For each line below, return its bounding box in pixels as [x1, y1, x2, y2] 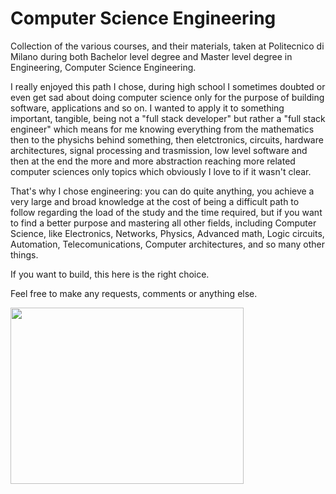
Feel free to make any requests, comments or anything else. [10, 287, 258, 299]
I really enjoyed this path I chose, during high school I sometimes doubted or [10, 80, 326, 92]
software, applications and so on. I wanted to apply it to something [10, 102, 285, 114]
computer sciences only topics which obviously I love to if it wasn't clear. [10, 165, 312, 177]
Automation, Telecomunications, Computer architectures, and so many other [10, 238, 325, 250]
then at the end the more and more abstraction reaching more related [10, 155, 296, 167]
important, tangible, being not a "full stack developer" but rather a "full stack [10, 112, 326, 124]
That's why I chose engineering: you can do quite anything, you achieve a [10, 185, 315, 197]
